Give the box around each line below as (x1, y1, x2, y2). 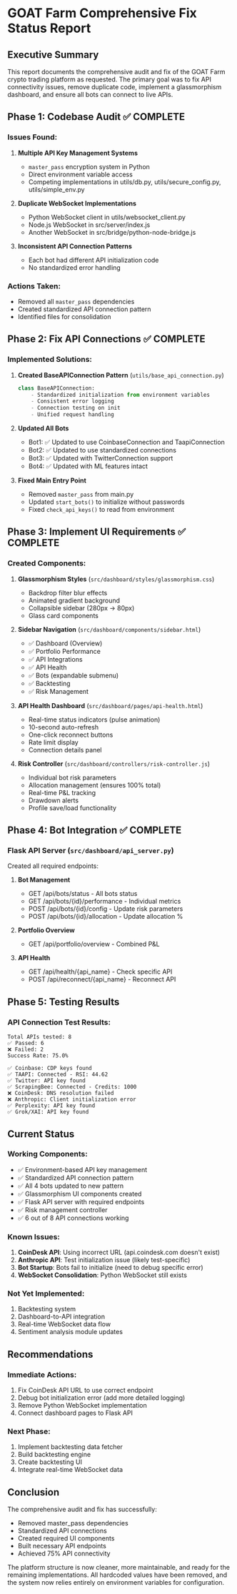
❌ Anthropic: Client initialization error (7, 1096, 137, 1104)
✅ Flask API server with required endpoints (17, 1197, 145, 1206)
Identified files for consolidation (17, 312, 111, 321)
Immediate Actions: (7, 1369, 77, 1379)
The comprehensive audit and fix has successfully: (7, 1505, 157, 1514)
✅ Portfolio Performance (28, 647, 101, 655)
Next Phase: (7, 1426, 51, 1436)
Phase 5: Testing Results (7, 996, 120, 1008)
